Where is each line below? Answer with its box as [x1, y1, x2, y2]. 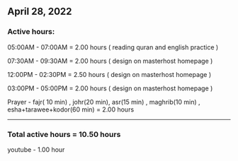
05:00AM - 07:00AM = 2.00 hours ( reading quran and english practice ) [7, 42, 219, 52]
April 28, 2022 [7, 6, 72, 18]
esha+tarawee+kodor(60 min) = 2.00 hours [7, 105, 135, 114]
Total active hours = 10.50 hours [7, 129, 121, 139]
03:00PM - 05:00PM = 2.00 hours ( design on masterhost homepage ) [7, 84, 213, 93]
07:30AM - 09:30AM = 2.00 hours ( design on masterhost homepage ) [7, 56, 213, 65]
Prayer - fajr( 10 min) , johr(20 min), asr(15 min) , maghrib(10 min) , [7, 97, 200, 106]
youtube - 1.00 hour [7, 145, 65, 154]
